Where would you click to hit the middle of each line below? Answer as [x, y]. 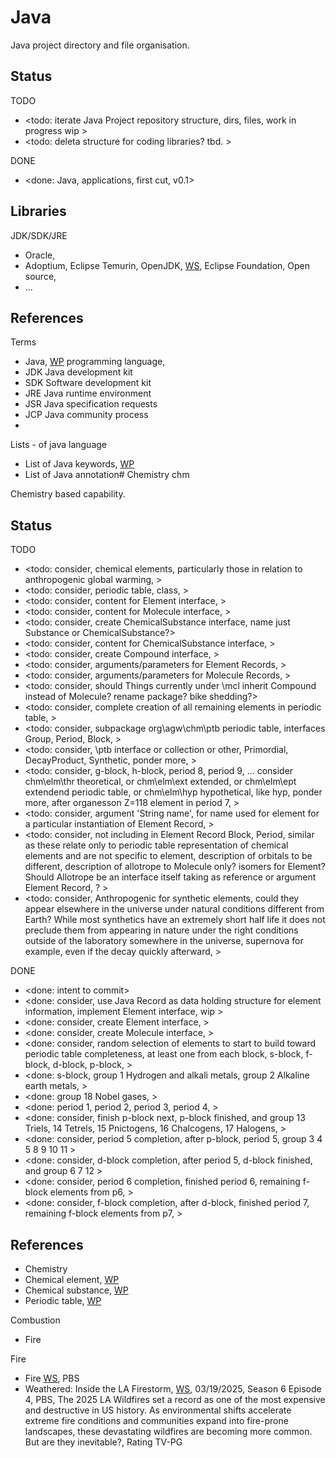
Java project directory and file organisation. [100, 45]
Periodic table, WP [63, 1300]
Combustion [35, 1320]
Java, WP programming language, [95, 362]
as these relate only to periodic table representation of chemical [156, 845]
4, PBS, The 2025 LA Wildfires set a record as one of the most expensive [175, 1399]
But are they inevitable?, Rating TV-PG [103, 1442]
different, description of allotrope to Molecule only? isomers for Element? [175, 867]
